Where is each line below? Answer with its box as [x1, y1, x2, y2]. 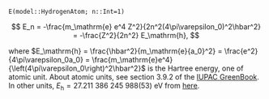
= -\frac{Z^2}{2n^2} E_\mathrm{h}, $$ [72, 31, 200, 40]
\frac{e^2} [224, 46, 258, 56]
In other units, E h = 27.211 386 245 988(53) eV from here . [8, 81, 200, 93]
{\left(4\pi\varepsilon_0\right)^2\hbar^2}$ [8, 63, 146, 73]
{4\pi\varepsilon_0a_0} [8, 55, 83, 64]
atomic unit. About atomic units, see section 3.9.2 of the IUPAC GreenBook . [8, 72, 259, 81]
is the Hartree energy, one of [147, 63, 244, 73]
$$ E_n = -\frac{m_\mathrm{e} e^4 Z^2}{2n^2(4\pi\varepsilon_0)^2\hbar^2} [11, 22, 262, 32]
